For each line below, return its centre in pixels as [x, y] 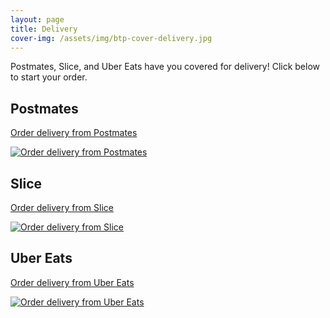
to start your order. [49, 77]
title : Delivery [44, 29]
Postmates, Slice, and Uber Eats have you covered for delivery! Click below [165, 67]
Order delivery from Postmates [74, 133]
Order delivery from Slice [62, 207]
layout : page [37, 19]
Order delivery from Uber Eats [72, 282]
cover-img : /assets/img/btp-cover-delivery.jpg [111, 38]
